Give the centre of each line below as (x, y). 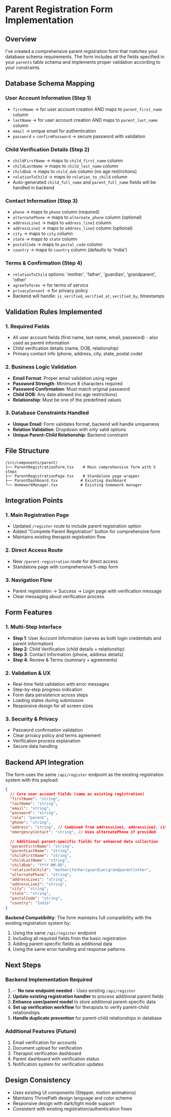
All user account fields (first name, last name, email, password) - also (85, 337)
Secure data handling (35, 746)
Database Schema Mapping (50, 83)
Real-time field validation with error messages (61, 684)
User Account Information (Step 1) (48, 98)
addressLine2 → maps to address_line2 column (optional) (73, 228)
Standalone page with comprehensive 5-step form (65, 566)
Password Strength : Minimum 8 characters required (68, 383)
